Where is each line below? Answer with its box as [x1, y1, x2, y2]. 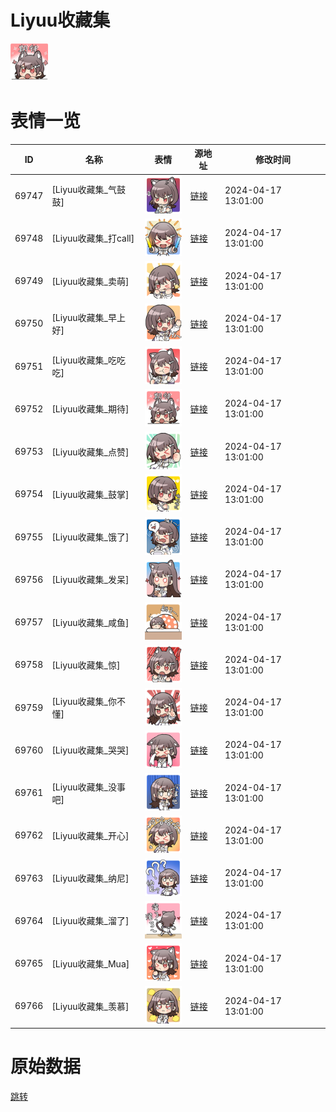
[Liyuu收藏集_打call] [51, 232, 135, 245]
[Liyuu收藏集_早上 [51, 311, 126, 323]
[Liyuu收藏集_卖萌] [51, 275, 130, 287]
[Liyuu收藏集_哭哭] [51, 744, 130, 756]
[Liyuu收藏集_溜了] [51, 915, 130, 927]
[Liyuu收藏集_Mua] [51, 957, 130, 970]
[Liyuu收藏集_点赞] [51, 446, 130, 458]
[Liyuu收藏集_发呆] [51, 574, 130, 586]
